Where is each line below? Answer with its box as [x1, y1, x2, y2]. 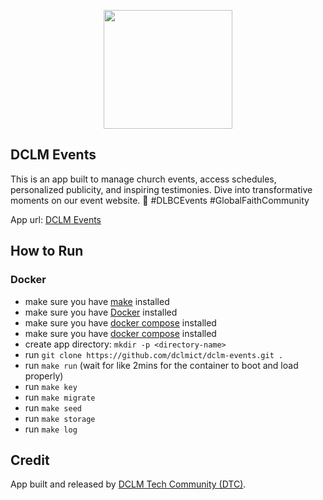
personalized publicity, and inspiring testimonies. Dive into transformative [10, 183, 313, 195]
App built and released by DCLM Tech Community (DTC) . [10, 478, 247, 490]
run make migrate [24, 391, 96, 403]
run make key [24, 380, 78, 392]
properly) [24, 370, 64, 382]
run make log [24, 423, 78, 435]
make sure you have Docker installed [24, 306, 178, 318]
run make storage [24, 412, 96, 424]
